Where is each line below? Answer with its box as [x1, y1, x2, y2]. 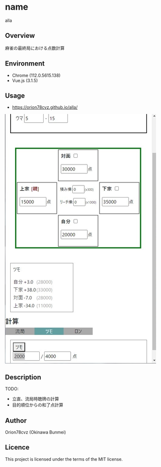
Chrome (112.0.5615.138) [12, 72, 61, 78]
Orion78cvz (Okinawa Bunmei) [5, 429, 66, 435]
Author [5, 417, 27, 425]
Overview [5, 32, 35, 40]
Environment [5, 60, 45, 68]
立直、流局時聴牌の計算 [12, 396, 59, 402]
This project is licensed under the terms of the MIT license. [5, 456, 123, 462]
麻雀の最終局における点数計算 [5, 45, 64, 51]
